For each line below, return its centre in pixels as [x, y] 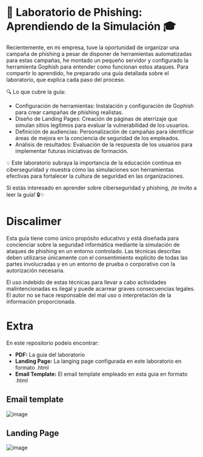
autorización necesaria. [35, 270]
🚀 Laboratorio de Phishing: [74, 12]
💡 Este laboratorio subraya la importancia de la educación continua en [94, 163]
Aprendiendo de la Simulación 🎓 [91, 26]
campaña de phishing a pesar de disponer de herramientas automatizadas [99, 53]
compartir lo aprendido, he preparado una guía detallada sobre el [88, 73]
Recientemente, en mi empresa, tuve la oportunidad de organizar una [93, 47]
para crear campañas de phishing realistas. [69, 112]
